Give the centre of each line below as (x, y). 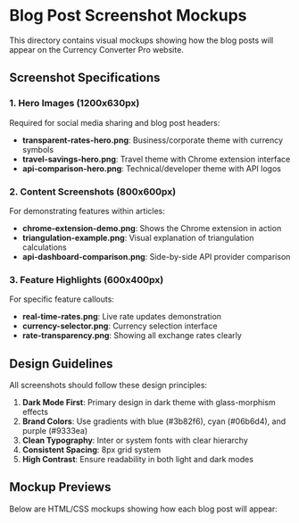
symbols (38, 149)
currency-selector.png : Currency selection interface (120, 326)
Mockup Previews (60, 487)
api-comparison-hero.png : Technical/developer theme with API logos (151, 168)
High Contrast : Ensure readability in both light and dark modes (138, 460)
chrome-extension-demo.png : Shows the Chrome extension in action (152, 228)
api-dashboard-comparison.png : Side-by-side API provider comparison (156, 256)
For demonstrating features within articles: (87, 211)
